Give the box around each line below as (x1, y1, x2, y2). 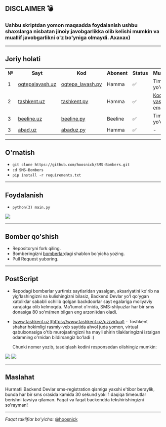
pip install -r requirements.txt (12, 173, 82, 178)
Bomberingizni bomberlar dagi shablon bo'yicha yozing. (12, 251, 125, 256)
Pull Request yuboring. (12, 256, 59, 261)
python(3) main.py (12, 205, 50, 210)
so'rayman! (5, 402, 28, 408)
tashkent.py (61, 98, 88, 105)
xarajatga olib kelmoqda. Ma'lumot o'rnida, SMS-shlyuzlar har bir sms (12, 303, 155, 309)
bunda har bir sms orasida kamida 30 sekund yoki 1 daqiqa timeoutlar (5, 391, 147, 397)
